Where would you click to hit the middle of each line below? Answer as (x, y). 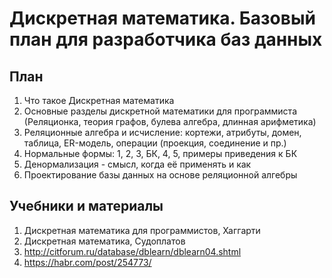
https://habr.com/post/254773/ (87, 262)
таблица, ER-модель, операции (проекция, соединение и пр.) (155, 143)
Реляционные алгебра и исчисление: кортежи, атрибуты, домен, (162, 132)
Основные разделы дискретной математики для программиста (160, 111)
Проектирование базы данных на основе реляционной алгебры (160, 175)
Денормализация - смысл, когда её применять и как (137, 164)
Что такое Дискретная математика (99, 100)
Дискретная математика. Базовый (162, 18)
